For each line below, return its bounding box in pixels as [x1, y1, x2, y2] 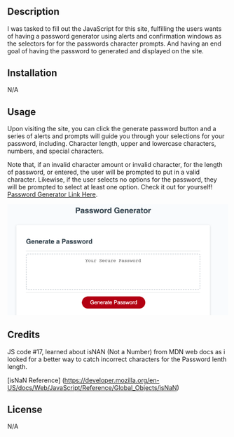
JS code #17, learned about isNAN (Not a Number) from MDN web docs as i [7, 347, 226, 356]
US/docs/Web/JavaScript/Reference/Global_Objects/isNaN [7, 383, 177, 391]
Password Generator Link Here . [7, 190, 98, 199]
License [7, 403, 43, 415]
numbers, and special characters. [7, 147, 104, 156]
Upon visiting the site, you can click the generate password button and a [7, 125, 216, 133]
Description [7, 6, 60, 18]
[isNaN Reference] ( [7, 376, 65, 384]
